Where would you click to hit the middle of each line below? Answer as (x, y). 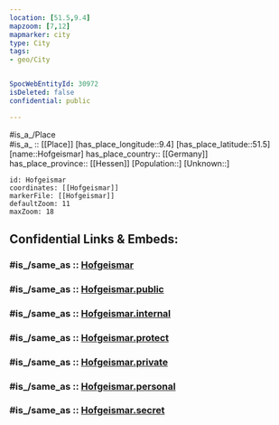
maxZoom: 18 (32, 212)
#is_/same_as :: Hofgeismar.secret (87, 411)
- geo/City (30, 60)
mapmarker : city (40, 34)
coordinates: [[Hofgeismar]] (64, 188)
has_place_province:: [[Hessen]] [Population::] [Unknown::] (120, 163)
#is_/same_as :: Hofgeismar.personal (93, 386)
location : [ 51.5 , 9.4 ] (50, 18)
